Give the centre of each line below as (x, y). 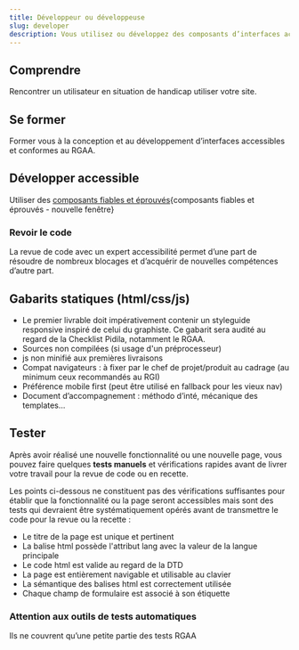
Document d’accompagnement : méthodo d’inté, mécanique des (140, 395)
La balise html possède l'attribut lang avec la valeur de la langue (140, 546)
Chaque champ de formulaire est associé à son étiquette (126, 593)
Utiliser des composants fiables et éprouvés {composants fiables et (132, 199)
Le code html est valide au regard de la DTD (103, 565)
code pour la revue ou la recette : (70, 519)
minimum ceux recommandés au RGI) (91, 377)
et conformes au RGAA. (53, 150)
